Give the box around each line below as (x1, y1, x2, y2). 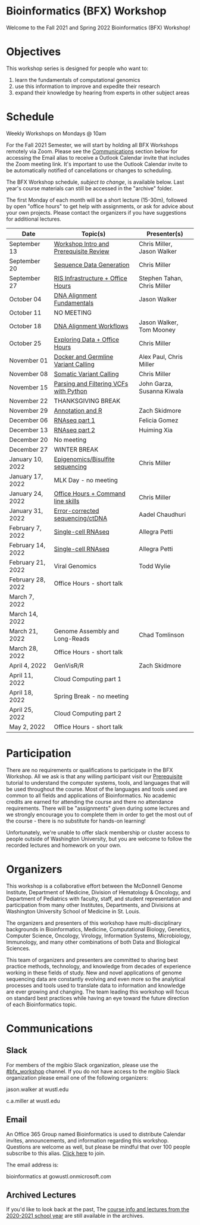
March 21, (9, 627, 39, 635)
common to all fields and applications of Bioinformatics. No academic (6, 791, 177, 799)
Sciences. (6, 944, 31, 952)
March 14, (9, 610, 39, 618)
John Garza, (139, 379, 173, 388)
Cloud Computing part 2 (54, 709, 122, 717)
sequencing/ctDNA (54, 514, 108, 522)
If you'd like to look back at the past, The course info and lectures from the (6, 1206, 189, 1213)
